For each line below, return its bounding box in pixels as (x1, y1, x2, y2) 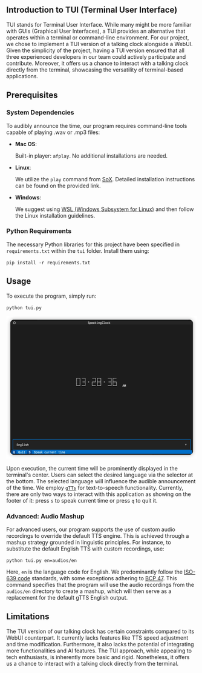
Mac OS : (15, 140, 37, 147)
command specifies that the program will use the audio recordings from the (6, 581, 195, 589)
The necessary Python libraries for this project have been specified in (6, 241, 180, 248)
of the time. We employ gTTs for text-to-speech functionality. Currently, (6, 484, 183, 491)
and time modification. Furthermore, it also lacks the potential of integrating (6, 640, 195, 648)
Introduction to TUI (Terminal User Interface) (6, 5, 178, 15)
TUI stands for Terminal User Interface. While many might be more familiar (6, 21, 192, 28)
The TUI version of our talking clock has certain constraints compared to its (6, 628, 195, 635)
